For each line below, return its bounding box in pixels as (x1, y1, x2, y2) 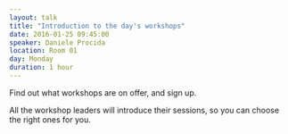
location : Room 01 (9, 46, 78, 55)
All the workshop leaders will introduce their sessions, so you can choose (9, 105, 279, 115)
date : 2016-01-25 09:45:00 (9, 29, 110, 38)
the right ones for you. (9, 113, 91, 125)
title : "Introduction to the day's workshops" (9, 21, 185, 30)
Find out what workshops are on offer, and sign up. (9, 87, 197, 98)
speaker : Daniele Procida (9, 38, 105, 47)
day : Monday (9, 54, 53, 63)
